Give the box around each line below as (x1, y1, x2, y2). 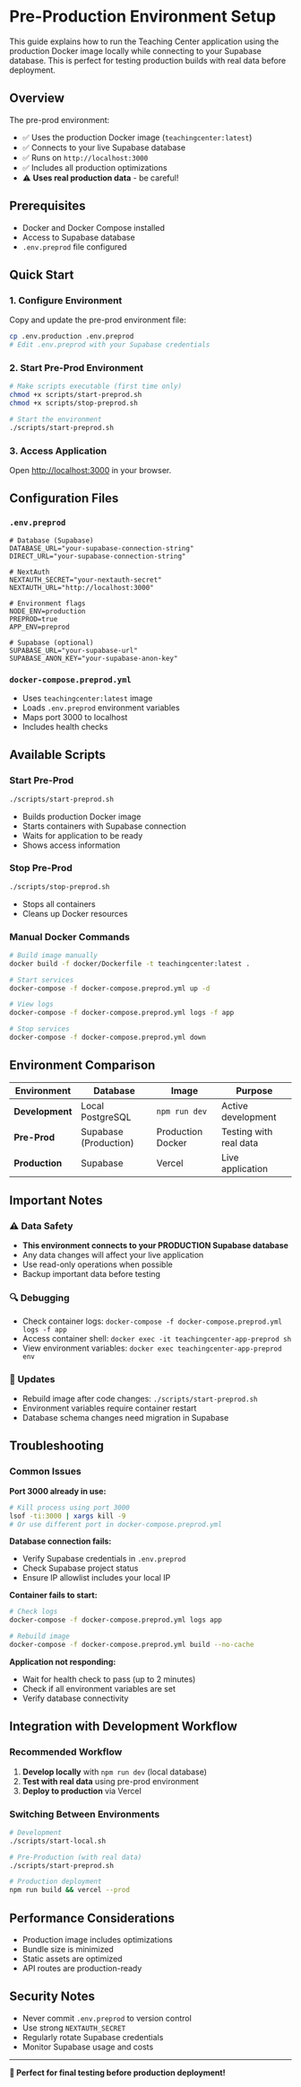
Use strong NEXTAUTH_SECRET (21, 2022, 126, 2033)
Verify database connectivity (21, 1693, 129, 1704)
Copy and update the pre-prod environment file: (9, 314, 186, 325)
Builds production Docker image (21, 811, 142, 822)
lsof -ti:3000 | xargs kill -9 (9, 1511, 126, 1520)
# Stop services (9, 1025, 70, 1034)
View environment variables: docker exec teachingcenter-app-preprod (21, 1343, 282, 1353)
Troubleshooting (9, 1439, 105, 1454)
